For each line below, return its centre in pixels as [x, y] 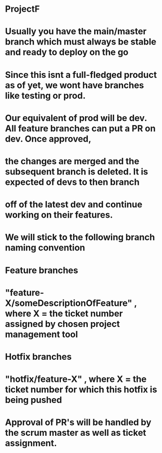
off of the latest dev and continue [74, 205]
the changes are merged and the [72, 161]
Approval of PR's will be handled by [78, 422]
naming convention [45, 248]
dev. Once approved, [48, 139]
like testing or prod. [45, 95]
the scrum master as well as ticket [76, 433]
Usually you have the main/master [76, 32]
